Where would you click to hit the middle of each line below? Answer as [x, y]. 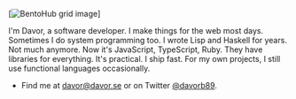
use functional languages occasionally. [79, 68]
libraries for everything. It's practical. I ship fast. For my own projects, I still [144, 59]
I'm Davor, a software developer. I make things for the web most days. [136, 30]
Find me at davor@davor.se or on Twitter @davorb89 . [119, 85]
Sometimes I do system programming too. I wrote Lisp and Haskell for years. [148, 40]
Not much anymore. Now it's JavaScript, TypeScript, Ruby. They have [136, 49]
